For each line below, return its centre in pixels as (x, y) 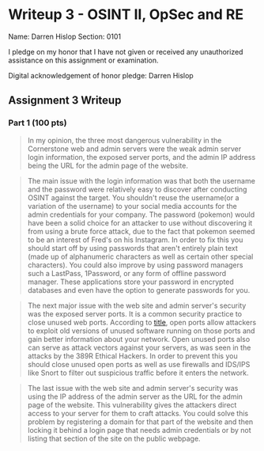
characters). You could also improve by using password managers (135, 265)
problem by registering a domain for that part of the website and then (140, 422)
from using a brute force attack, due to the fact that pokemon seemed (141, 231)
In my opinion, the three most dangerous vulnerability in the (124, 140)
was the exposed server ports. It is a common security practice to (135, 313)
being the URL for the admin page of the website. (107, 165)
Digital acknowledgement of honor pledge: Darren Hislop (101, 75)
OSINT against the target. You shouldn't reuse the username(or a (133, 197)
